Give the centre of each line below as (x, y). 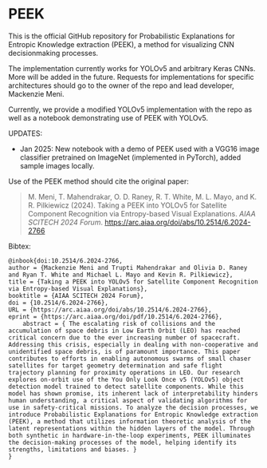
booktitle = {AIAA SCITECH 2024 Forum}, (77, 295)
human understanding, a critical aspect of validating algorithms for (128, 400)
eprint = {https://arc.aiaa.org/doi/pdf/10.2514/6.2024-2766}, (116, 316)
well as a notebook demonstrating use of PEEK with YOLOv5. (108, 117)
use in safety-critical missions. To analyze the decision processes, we (133, 407)
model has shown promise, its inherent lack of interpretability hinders (133, 393)
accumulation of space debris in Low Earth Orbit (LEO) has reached (124, 331)
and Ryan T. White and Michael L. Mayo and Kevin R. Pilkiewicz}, (121, 275)
